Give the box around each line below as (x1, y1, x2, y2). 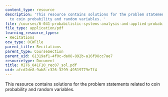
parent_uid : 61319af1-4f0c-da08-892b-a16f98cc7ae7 (5, 53, 113, 59)
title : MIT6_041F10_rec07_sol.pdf (5, 63, 77, 68)
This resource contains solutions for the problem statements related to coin (5, 81, 160, 87)
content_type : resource (5, 7, 55, 12)
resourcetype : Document (5, 58, 55, 63)
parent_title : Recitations (5, 44, 61, 49)
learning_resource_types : (5, 30, 59, 35)
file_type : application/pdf (5, 26, 64, 31)
